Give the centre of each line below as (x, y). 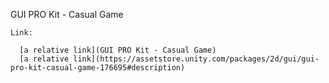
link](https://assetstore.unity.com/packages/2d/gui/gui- (196, 59)
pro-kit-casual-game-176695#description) (98, 68)
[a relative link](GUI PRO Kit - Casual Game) (118, 50)
